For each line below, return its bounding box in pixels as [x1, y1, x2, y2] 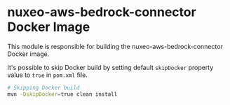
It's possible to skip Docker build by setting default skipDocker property [7, 63, 214, 71]
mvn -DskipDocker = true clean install [7, 90, 118, 98]
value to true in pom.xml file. [7, 71, 88, 79]
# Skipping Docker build [7, 84, 80, 91]
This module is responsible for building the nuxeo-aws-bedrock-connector [7, 42, 223, 50]
